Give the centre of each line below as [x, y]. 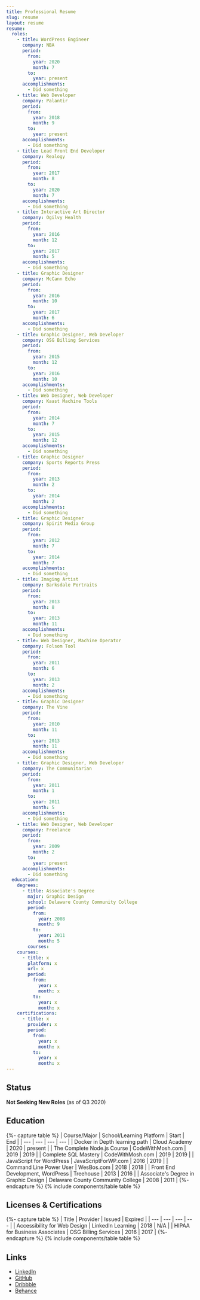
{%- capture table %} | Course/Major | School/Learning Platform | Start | [95, 1135]
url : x [36, 969]
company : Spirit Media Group [58, 524]
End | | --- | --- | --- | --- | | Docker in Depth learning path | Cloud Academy [99, 1141]
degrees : [28, 886]
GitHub [24, 1278]
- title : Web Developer [47, 95]
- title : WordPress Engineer [53, 40]
